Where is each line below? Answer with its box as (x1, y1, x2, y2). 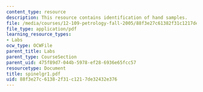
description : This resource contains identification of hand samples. (6, 15, 188, 21)
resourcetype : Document (6, 65, 66, 71)
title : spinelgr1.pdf (6, 71, 61, 77)
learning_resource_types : (6, 31, 71, 38)
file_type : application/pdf (6, 25, 77, 32)
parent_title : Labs (6, 48, 56, 54)
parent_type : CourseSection (6, 54, 77, 60)
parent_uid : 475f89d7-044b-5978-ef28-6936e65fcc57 (6, 59, 137, 65)
